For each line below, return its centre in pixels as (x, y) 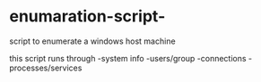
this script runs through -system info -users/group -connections (128, 58)
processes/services (46, 68)
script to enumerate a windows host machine (93, 41)
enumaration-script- (87, 16)
